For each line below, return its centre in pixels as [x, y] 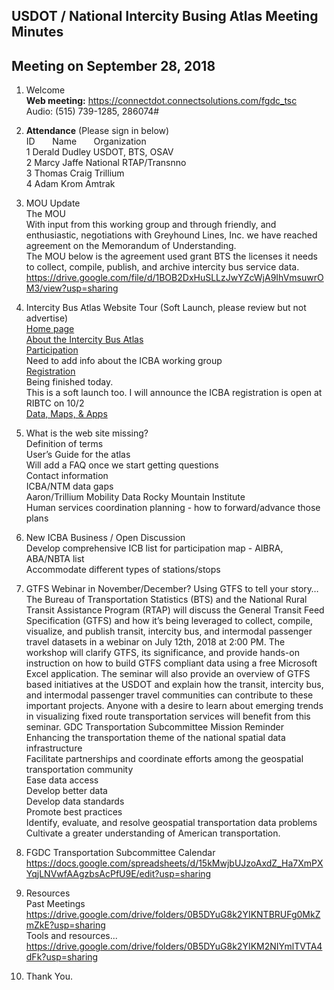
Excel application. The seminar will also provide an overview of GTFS [168, 674]
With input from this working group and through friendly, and [151, 225]
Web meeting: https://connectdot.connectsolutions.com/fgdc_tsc [161, 101]
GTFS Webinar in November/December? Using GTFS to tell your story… [172, 589]
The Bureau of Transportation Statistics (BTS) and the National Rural [166, 600]
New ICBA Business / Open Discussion [105, 538]
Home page [50, 329]
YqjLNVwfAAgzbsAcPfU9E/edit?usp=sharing [118, 874]
